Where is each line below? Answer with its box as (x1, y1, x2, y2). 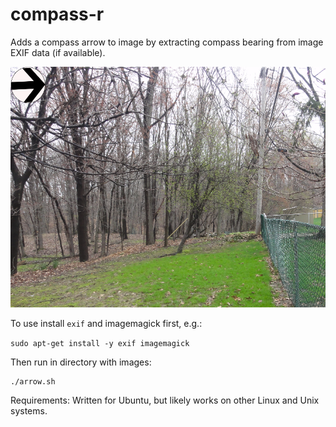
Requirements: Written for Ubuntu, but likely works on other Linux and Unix (10, 394, 320, 406)
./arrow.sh (10, 376, 56, 387)
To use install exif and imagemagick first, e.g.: (10, 317, 203, 329)
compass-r (10, 3, 105, 26)
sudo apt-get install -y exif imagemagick (10, 338, 190, 348)
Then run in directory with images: (10, 356, 152, 368)
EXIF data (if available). (10, 46, 106, 58)
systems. (10, 404, 48, 417)
